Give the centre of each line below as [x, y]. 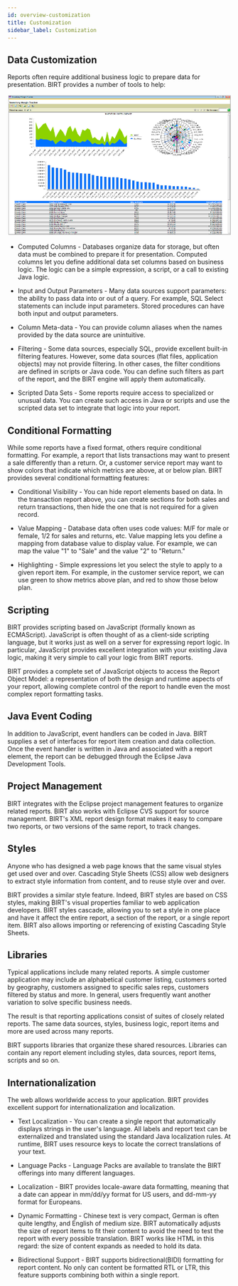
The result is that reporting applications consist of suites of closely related [116, 1017]
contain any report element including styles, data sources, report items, [112, 1053]
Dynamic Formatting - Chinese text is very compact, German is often [118, 1216]
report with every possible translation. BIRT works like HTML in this [116, 1239]
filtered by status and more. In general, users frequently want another [109, 995]
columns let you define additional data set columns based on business [120, 262]
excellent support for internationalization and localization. [91, 1108]
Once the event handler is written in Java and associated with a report [110, 749]
